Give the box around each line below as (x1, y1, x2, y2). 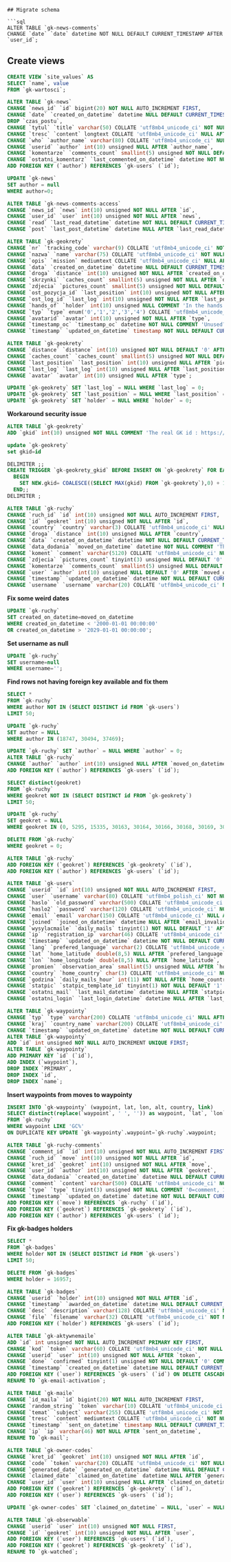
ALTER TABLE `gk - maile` (7, 1389, 76, 1396)
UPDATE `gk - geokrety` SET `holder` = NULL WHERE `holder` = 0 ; (7, 398, 192, 404)
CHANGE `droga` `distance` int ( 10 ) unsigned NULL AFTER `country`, (7, 530, 205, 538)
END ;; (13, 486, 30, 493)
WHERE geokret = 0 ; (7, 843, 63, 849)
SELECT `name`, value (7, 80, 69, 87)
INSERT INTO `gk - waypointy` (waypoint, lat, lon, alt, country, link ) (7, 1104, 214, 1111)
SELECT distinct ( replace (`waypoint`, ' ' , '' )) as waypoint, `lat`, (7, 1110, 208, 1117)
